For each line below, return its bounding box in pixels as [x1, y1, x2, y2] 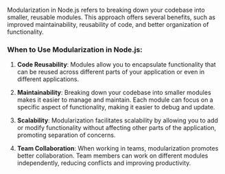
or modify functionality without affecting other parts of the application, [16, 124, 217, 132]
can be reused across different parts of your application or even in [16, 68, 205, 76]
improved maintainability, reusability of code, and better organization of [7, 21, 209, 28]
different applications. [16, 75, 80, 83]
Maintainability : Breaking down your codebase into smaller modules [16, 89, 211, 97]
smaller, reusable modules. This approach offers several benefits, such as [7, 13, 216, 21]
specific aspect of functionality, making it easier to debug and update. [16, 103, 215, 111]
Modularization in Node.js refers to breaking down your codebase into [7, 6, 205, 14]
